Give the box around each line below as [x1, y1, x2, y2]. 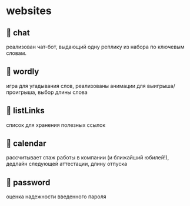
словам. [6, 50, 27, 57]
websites [6, 4, 52, 18]
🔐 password [6, 177, 51, 187]
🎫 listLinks [6, 106, 45, 116]
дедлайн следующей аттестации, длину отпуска [6, 161, 128, 168]
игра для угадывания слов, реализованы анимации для [6, 82, 146, 89]
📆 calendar [6, 139, 46, 149]
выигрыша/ [146, 82, 175, 89]
